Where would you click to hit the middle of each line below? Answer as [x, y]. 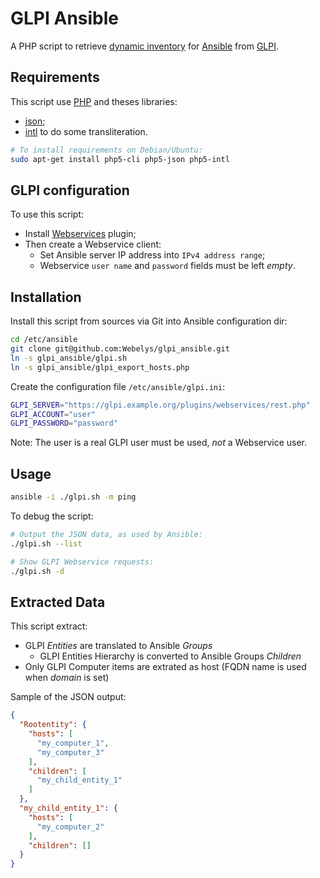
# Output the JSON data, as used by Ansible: [106, 534]
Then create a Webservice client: [93, 244]
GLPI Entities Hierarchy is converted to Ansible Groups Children [170, 656]
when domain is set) [67, 678]
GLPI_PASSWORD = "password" [64, 423]
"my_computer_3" [70, 752]
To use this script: [47, 214]
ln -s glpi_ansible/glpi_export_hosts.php [100, 367]
